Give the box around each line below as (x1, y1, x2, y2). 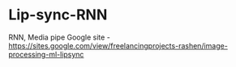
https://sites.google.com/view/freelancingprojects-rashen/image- (8, 40, 229, 50)
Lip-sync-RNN (8, 6, 108, 24)
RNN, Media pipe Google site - (8, 32, 111, 42)
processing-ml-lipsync (8, 49, 84, 59)
